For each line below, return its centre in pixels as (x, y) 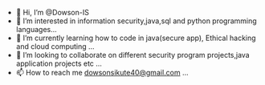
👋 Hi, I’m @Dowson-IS (53, 12)
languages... (37, 29)
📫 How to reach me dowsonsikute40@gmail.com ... (102, 73)
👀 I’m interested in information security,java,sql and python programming (136, 21)
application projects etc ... (59, 63)
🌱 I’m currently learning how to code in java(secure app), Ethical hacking (136, 38)
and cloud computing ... (55, 47)
